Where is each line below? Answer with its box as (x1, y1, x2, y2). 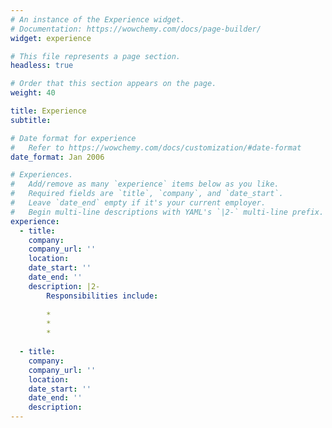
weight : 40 (10, 88, 56, 98)
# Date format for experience (10, 133, 137, 143)
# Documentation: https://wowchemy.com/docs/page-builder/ (10, 24, 262, 34)
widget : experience (10, 33, 92, 43)
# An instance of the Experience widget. (10, 14, 186, 25)
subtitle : (10, 115, 52, 125)
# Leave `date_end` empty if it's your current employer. (10, 198, 267, 208)
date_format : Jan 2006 (10, 152, 105, 162)
